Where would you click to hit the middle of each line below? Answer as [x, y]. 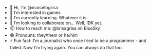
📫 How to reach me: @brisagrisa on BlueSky [55, 28]
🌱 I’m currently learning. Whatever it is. [48, 18]
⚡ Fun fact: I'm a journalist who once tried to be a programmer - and [78, 41]
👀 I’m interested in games [35, 13]
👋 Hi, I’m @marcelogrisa [34, 7]
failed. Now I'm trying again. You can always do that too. [66, 48]
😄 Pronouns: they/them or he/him [44, 35]
